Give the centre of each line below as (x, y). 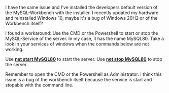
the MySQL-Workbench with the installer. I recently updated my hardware (82, 13)
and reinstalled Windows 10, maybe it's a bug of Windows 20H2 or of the (82, 18)
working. (14, 49)
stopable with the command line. (39, 85)
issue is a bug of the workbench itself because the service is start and (79, 80)
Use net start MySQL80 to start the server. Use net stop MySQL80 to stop (84, 59)
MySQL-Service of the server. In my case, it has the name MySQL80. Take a (84, 38)
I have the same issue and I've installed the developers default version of (81, 7)
